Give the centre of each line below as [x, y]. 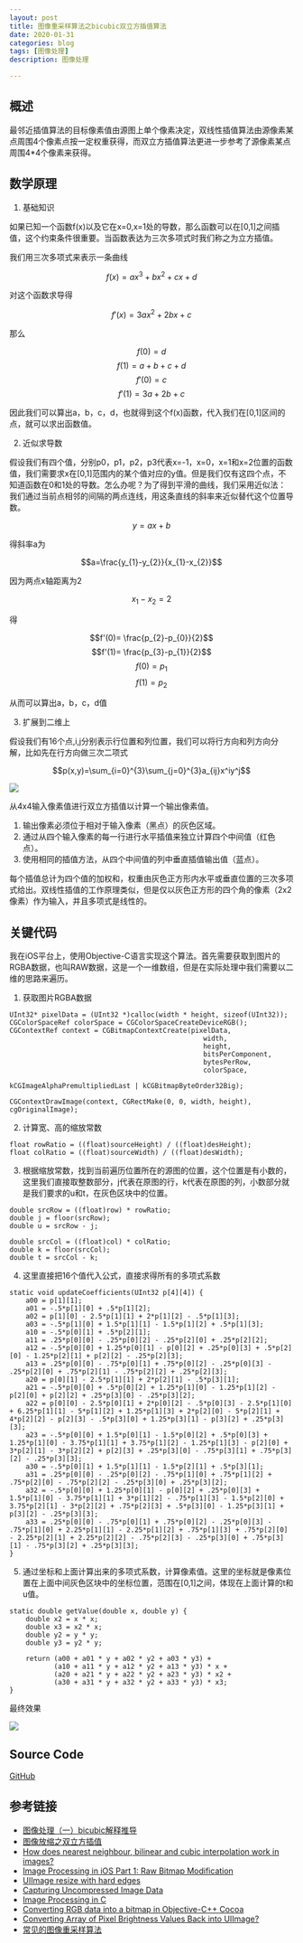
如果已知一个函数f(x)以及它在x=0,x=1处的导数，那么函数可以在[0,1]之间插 [145, 226]
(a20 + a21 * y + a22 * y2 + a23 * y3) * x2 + [142, 1675]
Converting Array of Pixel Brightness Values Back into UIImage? [141, 1919]
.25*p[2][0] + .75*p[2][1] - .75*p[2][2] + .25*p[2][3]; [119, 1372]
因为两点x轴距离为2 [46, 580]
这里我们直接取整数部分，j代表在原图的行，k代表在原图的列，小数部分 [152, 1182]
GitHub [23, 1776]
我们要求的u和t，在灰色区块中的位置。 [101, 1193]
